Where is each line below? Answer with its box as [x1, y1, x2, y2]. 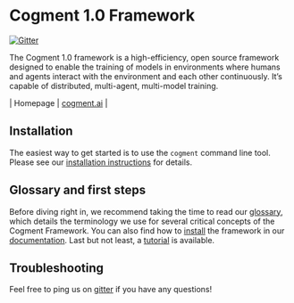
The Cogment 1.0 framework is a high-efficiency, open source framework [9, 52, 280, 62]
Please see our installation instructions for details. [9, 157, 193, 168]
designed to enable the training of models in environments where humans [9, 61, 281, 72]
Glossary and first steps [9, 183, 146, 198]
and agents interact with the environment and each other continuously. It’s [9, 70, 283, 81]
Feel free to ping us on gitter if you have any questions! [9, 284, 213, 295]
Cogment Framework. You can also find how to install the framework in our [9, 225, 285, 236]
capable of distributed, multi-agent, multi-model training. [9, 80, 219, 91]
